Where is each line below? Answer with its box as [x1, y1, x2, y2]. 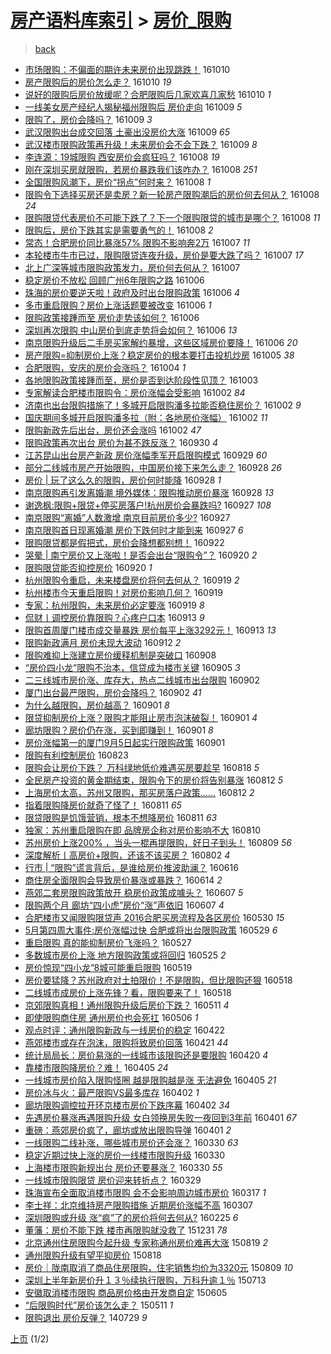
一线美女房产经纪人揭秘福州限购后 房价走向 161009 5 [24, 101, 243, 113]
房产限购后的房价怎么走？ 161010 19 [24, 76, 172, 88]
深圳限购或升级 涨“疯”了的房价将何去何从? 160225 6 [24, 1211, 239, 1223]
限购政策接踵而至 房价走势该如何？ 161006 [24, 311, 200, 323]
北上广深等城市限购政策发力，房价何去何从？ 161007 [24, 261, 241, 273]
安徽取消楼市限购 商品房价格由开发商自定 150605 [24, 1286, 228, 1298]
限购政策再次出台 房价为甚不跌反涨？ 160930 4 [24, 436, 219, 448]
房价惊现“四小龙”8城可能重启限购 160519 [24, 961, 193, 973]
